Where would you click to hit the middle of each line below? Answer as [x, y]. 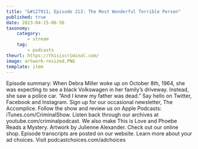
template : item [25, 67]
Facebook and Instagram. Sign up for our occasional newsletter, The [90, 102]
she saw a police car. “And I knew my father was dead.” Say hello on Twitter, [99, 96]
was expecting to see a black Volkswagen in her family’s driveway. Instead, [98, 90]
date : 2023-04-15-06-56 [35, 22]
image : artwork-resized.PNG [41, 61]
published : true [26, 17]
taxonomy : [18, 28]
